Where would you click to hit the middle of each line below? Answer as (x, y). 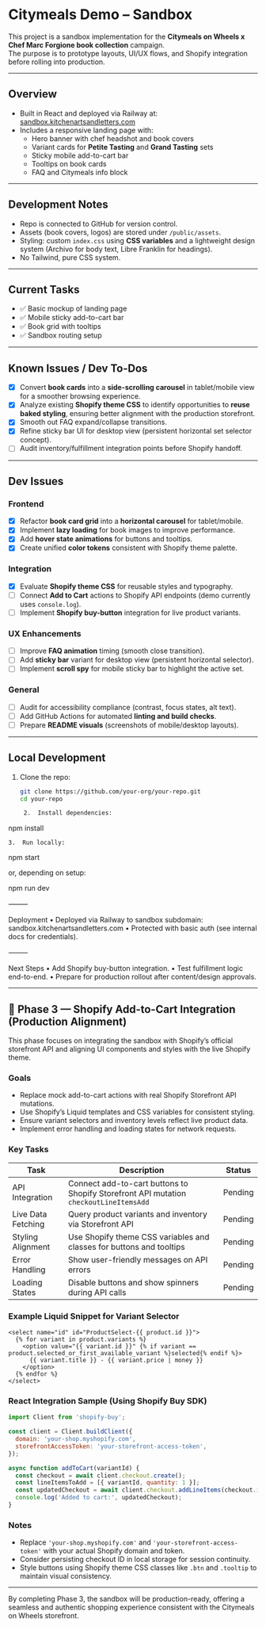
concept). (35, 440)
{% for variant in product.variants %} (81, 1340)
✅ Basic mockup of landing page (73, 309)
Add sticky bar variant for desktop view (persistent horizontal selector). (137, 660)
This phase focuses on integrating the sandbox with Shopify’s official (121, 1041)
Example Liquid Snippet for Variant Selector (94, 1316)
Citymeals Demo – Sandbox (100, 15)
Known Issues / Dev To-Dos (78, 368)
